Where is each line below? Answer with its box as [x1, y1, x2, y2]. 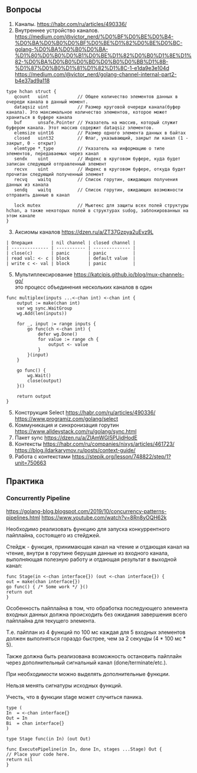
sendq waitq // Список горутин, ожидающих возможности [14, 186, 183, 193]
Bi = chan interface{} [6, 720, 65, 726]
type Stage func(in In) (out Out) [6, 736, 91, 742]
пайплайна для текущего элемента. [6, 617, 96, 624]
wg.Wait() [27, 372, 51, 378]
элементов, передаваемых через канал [6, 150, 99, 156]
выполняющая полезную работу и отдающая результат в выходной [6, 556, 177, 563]
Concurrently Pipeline [6, 494, 71, 503]
